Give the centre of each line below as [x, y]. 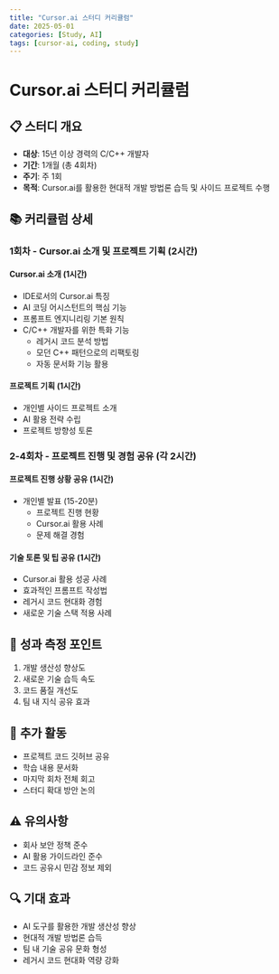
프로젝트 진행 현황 [67, 512]
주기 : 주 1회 [42, 176]
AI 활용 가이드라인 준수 [62, 856]
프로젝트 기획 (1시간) [45, 386]
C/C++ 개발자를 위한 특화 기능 [76, 330]
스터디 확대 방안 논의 [59, 790]
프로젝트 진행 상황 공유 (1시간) [62, 479]
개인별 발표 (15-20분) [60, 501]
